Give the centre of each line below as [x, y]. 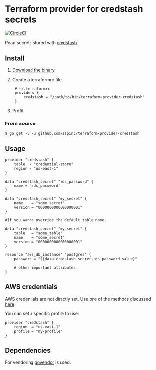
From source [20, 123]
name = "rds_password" [37, 185]
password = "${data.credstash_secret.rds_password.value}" [76, 259]
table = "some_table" [38, 233]
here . [10, 304]
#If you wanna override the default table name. [56, 220]
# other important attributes [45, 267]
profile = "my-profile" [38, 331]
